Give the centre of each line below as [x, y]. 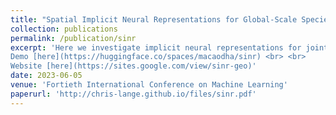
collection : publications [64, 29]
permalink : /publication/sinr [73, 38]
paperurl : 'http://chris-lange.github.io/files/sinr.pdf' [133, 94]
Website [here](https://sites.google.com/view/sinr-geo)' [133, 66]
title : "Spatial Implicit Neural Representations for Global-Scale [154, 19]
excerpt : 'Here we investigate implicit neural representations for [156, 47]
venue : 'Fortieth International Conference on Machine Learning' [149, 85]
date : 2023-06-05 [46, 76]
